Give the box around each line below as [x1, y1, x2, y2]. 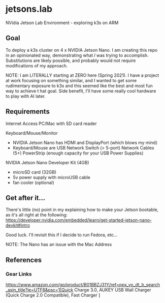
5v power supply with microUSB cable [12, 174, 91, 180]
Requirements [5, 107, 50, 116]
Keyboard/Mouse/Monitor [5, 130, 58, 136]
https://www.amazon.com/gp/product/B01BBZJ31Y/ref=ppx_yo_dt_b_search [5, 282, 160, 288]
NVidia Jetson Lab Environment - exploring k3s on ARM [5, 20, 119, 26]
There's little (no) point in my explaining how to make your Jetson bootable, [5, 207, 159, 212]
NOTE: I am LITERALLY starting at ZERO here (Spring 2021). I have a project [5, 72, 159, 78]
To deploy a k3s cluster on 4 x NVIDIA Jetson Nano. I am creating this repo [5, 47, 158, 53]
